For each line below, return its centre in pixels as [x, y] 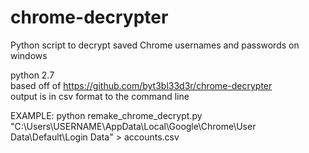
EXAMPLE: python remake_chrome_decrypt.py [106, 115]
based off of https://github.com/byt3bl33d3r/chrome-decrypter [141, 85]
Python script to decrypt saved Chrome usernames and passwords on [155, 45]
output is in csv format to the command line [100, 96]
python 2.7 [32, 75]
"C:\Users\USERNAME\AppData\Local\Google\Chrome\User [133, 126]
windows [29, 55]
